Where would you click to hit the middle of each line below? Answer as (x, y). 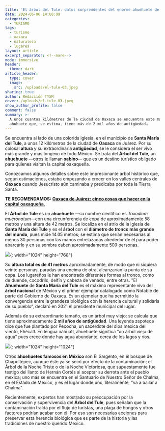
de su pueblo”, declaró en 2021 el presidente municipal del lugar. (70, 306)
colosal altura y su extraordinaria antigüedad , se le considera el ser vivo (79, 148)
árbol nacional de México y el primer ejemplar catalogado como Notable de (82, 290)
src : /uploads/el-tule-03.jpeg (46, 87)
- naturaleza (23, 42)
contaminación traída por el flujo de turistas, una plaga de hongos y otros (79, 407)
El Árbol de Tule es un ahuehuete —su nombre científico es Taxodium (77, 213)
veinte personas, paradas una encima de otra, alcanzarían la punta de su (79, 270)
